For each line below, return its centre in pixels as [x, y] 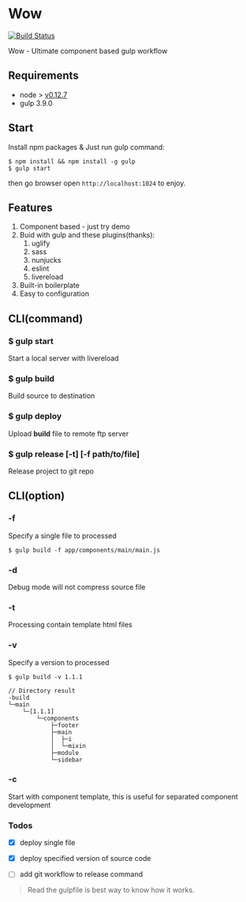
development [30, 805]
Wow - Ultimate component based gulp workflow [88, 51]
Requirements [43, 76]
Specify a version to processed [59, 662]
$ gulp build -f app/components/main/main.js [84, 550]
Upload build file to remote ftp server [69, 433]
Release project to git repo [51, 471]
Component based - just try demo [75, 226]
